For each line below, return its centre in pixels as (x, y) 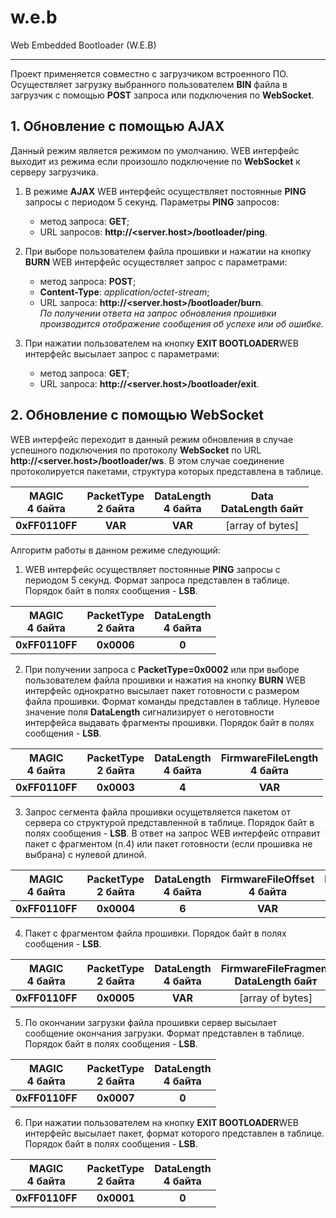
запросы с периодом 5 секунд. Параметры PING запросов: (152, 202)
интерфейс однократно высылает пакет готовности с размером (162, 690)
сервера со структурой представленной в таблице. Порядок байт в (169, 822)
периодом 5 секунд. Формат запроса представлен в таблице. (157, 580)
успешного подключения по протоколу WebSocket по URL (136, 450)
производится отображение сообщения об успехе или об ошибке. (181, 323)
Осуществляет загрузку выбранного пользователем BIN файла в (149, 84)
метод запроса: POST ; (88, 281)
